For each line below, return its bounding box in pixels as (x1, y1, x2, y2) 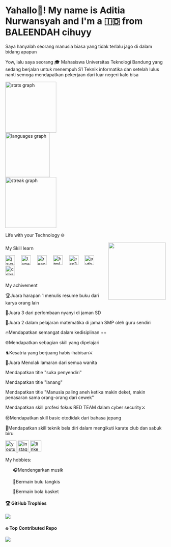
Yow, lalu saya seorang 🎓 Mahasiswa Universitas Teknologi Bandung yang (5, 58, 163, 65)
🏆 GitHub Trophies (5, 500, 47, 506)
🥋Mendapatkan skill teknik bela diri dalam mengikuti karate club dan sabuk (5, 424, 162, 431)
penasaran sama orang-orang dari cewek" (5, 394, 94, 401)
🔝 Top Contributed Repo (5, 525, 58, 531)
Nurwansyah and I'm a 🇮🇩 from (5, 15, 143, 27)
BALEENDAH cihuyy (5, 26, 92, 38)
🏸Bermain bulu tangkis (12, 478, 60, 484)
